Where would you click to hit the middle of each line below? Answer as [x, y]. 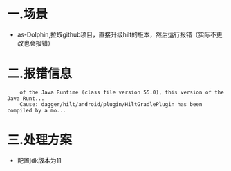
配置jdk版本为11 [39, 160]
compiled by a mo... [37, 110]
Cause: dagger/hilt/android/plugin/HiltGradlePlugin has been [111, 104]
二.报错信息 [40, 74]
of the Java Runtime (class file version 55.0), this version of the [122, 92]
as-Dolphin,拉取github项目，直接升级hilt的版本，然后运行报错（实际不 [117, 34]
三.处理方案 [40, 140]
